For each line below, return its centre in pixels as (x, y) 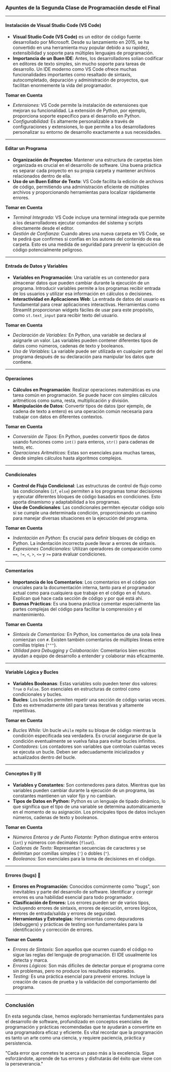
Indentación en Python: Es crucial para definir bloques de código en (84, 538)
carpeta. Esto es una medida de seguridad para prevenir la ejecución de (88, 244)
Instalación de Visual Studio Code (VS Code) (53, 25)
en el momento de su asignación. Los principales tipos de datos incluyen (89, 812)
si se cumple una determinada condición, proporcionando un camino (85, 513)
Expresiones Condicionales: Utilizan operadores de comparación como (87, 549)
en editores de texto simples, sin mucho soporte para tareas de (79, 64)
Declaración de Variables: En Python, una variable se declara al (79, 335)
